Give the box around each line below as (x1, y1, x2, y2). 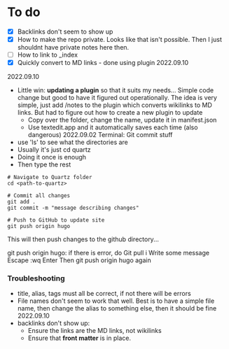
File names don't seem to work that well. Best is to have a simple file (17, 297, 215, 305)
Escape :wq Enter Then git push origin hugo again (7, 256, 152, 264)
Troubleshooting (7, 273, 65, 283)
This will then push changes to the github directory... (7, 235, 159, 243)
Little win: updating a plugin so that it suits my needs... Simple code (17, 86, 214, 94)
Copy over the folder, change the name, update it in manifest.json (27, 116, 217, 124)
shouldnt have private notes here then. (17, 43, 130, 52)
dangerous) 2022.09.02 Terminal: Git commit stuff (27, 131, 173, 139)
